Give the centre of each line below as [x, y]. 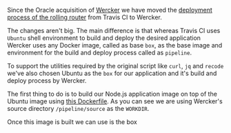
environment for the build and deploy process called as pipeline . [99, 52]
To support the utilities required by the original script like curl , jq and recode [115, 66]
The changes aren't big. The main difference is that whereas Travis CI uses [114, 31]
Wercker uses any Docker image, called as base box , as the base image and [115, 45]
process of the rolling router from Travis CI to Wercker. [84, 17]
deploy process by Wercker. [47, 81]
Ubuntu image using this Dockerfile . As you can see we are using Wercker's [115, 101]
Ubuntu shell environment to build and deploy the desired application [104, 38]
